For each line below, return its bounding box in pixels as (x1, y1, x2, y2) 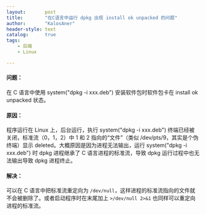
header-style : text (6, 26, 56, 32)
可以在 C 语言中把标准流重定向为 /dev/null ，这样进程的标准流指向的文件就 (6, 187, 196, 194)
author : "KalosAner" (6, 20, 75, 26)
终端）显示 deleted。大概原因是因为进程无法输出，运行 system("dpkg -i (6, 141, 188, 149)
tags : (6, 37, 20, 43)
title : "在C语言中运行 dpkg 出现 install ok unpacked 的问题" (6, 15, 178, 21)
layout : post (6, 9, 56, 15)
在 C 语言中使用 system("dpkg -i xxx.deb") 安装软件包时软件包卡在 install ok (6, 88, 198, 96)
